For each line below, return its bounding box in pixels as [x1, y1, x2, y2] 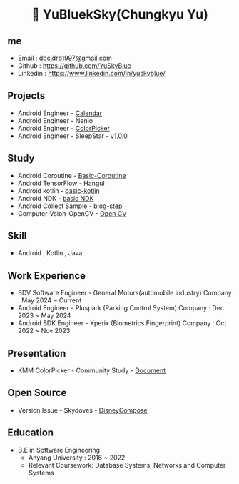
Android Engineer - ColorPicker [17, 124, 111, 132]
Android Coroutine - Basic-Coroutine [17, 171, 126, 179]
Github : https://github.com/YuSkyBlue [17, 61, 132, 70]
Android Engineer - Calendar [17, 109, 103, 117]
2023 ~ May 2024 [17, 311, 71, 320]
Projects [7, 89, 46, 102]
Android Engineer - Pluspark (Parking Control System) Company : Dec [17, 304, 225, 312]
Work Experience [7, 270, 86, 282]
